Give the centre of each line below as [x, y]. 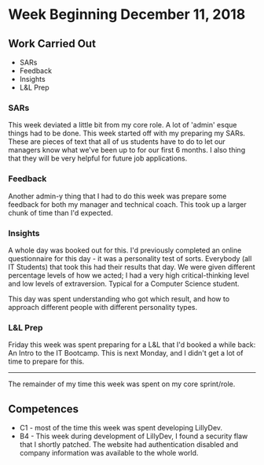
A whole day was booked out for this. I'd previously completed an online [125, 250]
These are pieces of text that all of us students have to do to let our [117, 142]
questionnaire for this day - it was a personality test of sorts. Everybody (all [130, 258]
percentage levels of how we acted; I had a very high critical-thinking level [129, 275]
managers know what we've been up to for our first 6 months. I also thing [127, 150]
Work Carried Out [52, 44]
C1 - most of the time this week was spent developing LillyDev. [121, 428]
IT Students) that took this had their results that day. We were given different [132, 267]
